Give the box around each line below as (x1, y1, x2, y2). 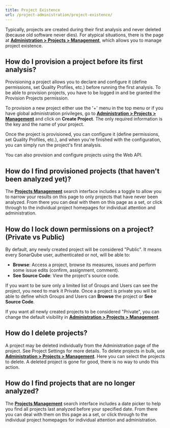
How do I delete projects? (5, 329, 88, 338)
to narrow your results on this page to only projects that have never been (5, 194, 158, 200)
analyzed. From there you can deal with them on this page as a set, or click (5, 199, 163, 205)
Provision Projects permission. (5, 95, 69, 101)
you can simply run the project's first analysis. (5, 142, 102, 148)
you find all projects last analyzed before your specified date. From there (5, 406, 158, 412)
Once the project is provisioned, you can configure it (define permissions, (5, 131, 160, 137)
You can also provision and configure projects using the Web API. (5, 152, 143, 158)
